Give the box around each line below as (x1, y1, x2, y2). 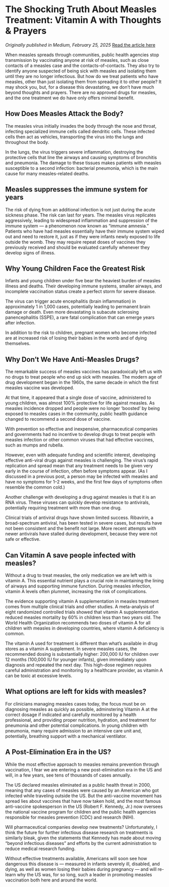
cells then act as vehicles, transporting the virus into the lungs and (5, 133, 144, 140)
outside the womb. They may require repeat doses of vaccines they (5, 239, 146, 245)
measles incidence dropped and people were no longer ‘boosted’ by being (5, 405, 160, 412)
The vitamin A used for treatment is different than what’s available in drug (5, 640, 158, 646)
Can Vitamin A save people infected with (5, 551, 136, 560)
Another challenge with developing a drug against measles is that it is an (5, 494, 156, 500)
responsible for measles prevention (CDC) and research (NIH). (5, 814, 135, 820)
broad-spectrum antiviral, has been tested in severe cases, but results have (5, 520, 162, 526)
